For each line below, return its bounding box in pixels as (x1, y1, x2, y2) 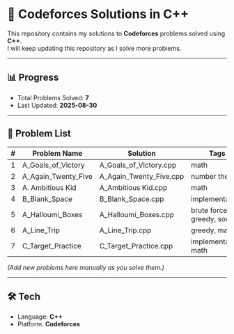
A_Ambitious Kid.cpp (99, 182, 168, 192)
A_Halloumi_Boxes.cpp (99, 209, 174, 219)
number (190, 171, 217, 181)
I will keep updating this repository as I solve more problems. (7, 44, 182, 52)
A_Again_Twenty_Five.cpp (99, 171, 185, 181)
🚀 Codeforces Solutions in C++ (7, 6, 189, 22)
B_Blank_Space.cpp (99, 194, 164, 204)
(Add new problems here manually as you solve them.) (7, 263, 165, 271)
